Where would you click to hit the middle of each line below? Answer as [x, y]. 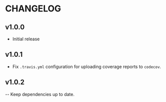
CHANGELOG [33, 9]
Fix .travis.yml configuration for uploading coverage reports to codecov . [87, 66]
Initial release [26, 39]
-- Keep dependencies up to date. [40, 94]
